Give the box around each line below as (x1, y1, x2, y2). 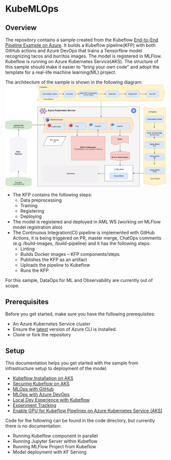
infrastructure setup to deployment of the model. (5, 365, 108, 371)
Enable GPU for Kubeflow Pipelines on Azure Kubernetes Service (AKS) (12, 408, 163, 414)
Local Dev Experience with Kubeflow (12, 397, 90, 403)
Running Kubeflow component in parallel (12, 433, 98, 439)
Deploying (20, 213, 42, 219)
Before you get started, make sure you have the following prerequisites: (5, 311, 155, 317)
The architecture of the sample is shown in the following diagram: (5, 79, 142, 85)
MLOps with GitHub (12, 386, 54, 392)
